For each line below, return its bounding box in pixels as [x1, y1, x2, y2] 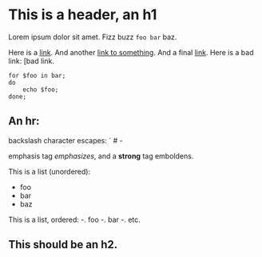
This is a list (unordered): [8, 167, 90, 176]
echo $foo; [22, 86, 59, 94]
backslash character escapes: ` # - [8, 135, 123, 145]
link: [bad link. [8, 56, 54, 66]
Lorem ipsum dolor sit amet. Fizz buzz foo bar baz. [8, 32, 177, 42]
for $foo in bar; [8, 71, 66, 79]
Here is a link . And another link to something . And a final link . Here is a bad [8, 47, 254, 57]
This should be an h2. [8, 238, 118, 251]
